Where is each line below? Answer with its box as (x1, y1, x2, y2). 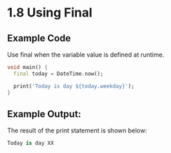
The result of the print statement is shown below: (7, 126, 147, 135)
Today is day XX (7, 140, 54, 147)
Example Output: (7, 108, 82, 120)
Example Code (7, 32, 71, 44)
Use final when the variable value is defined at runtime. (7, 50, 165, 59)
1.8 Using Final (7, 5, 93, 21)
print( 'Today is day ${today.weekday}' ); (13, 83, 135, 90)
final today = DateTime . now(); (13, 70, 104, 77)
